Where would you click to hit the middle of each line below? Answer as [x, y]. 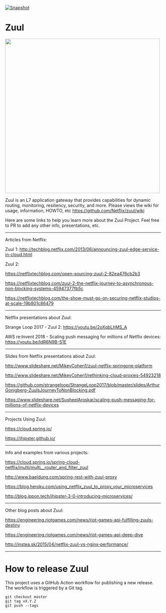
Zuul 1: [12, 249]
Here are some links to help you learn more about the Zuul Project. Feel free [82, 220]
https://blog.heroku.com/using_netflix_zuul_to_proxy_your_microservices [79, 486]
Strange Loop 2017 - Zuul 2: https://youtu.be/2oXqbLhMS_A [66, 327]
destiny [13, 525]
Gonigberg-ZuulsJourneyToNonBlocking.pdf [50, 390]
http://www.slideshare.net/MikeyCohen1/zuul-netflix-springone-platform [79, 365]
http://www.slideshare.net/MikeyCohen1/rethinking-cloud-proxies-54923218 [83, 375]
